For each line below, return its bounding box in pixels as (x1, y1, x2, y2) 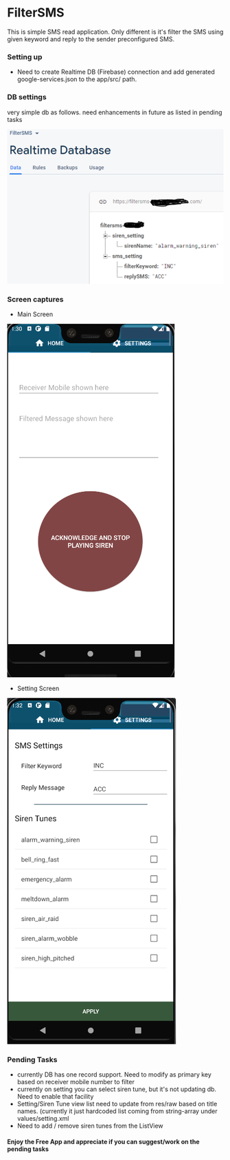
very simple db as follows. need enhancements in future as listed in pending (7, 108, 222, 116)
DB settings (7, 92, 47, 102)
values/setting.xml (16, 1115, 70, 1123)
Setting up (7, 52, 43, 61)
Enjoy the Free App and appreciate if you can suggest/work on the (7, 1137, 200, 1146)
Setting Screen (16, 684, 60, 692)
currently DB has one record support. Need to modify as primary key (16, 1070, 211, 1079)
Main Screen (16, 310, 54, 318)
